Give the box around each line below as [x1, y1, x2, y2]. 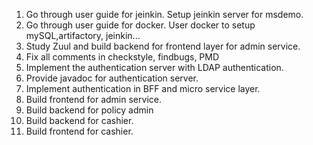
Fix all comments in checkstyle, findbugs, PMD [25, 51, 220, 63]
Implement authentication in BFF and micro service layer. [25, 83, 261, 94]
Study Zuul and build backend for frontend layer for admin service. [25, 40, 301, 52]
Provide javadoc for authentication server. [25, 72, 199, 84]
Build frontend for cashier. [25, 125, 134, 137]
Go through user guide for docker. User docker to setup [25, 19, 256, 31]
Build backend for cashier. [25, 115, 134, 126]
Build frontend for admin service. [25, 94, 162, 105]
